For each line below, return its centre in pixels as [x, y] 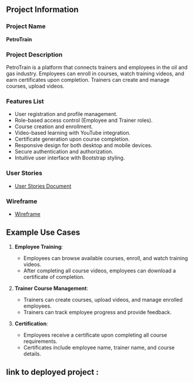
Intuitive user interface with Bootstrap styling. [70, 158]
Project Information [42, 10]
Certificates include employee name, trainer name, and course [99, 347]
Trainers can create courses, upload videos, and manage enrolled [103, 299]
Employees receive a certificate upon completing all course [95, 335]
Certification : [31, 324]
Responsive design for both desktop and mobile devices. [83, 145]
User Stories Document [43, 186]
